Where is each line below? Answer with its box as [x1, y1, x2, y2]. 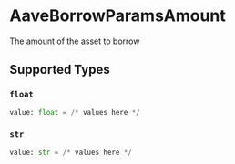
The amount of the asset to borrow [9, 36, 140, 46]
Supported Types [9, 62, 111, 77]
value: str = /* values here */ [9, 148, 132, 157]
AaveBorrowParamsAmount [9, 5, 226, 26]
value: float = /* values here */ [9, 108, 141, 117]
